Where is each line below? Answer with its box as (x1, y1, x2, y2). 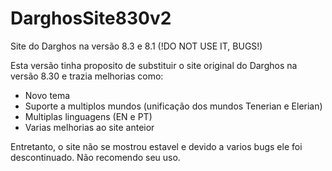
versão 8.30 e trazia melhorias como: (10, 70, 164, 82)
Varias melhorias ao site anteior (24, 121, 155, 133)
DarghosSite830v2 (10, 7, 172, 30)
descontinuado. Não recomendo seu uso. (10, 151, 181, 163)
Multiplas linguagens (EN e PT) (24, 110, 153, 122)
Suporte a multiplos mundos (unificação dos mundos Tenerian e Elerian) (24, 100, 323, 112)
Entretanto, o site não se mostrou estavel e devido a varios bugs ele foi (10, 140, 303, 152)
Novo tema (24, 89, 71, 101)
